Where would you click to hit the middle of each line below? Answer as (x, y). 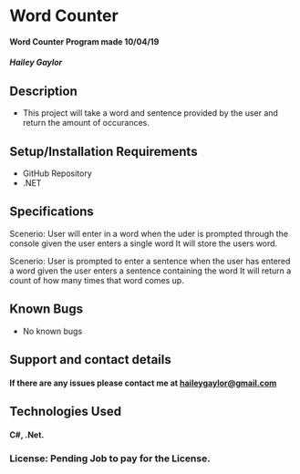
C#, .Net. (27, 435)
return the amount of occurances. (86, 123)
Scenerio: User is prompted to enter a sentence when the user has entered (150, 261)
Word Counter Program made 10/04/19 (84, 41)
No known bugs (52, 331)
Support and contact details (90, 360)
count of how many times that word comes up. (97, 280)
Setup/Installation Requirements (103, 151)
